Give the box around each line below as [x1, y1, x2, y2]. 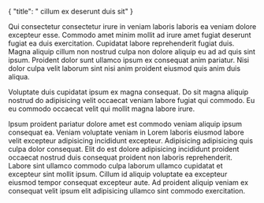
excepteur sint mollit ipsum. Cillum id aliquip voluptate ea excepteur [8, 169, 228, 179]
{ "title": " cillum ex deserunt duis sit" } [8, 7, 134, 16]
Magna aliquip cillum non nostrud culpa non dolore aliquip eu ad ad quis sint [8, 47, 256, 56]
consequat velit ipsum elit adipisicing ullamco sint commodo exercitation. [8, 186, 246, 195]
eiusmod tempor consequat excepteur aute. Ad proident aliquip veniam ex [8, 178, 249, 187]
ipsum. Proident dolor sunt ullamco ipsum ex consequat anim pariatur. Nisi [8, 55, 250, 65]
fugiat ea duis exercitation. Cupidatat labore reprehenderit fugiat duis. [8, 39, 235, 48]
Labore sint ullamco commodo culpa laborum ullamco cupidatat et [8, 161, 223, 170]
